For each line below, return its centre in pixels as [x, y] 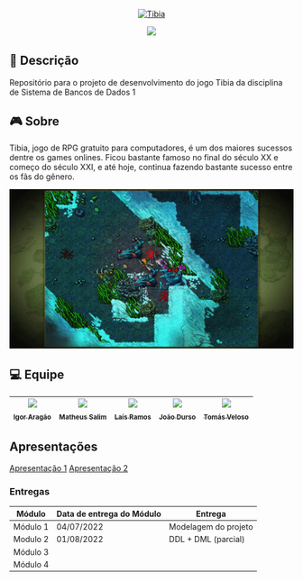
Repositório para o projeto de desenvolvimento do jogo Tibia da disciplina [146, 82]
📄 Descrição [44, 61]
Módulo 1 [31, 527]
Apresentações [54, 446]
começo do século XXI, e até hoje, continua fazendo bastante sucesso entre [151, 167]
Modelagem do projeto [211, 527]
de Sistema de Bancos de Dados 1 [73, 92]
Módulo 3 [31, 552]
